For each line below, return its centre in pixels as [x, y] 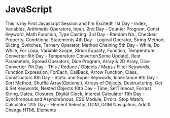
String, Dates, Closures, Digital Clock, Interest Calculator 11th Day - [75, 94]
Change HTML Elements [31, 110]
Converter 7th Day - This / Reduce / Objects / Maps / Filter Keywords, [78, 67]
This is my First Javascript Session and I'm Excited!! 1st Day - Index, [76, 23]
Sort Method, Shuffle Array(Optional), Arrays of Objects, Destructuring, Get [84, 83]
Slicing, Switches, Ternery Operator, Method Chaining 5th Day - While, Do [82, 45]
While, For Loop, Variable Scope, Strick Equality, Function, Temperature [80, 50]
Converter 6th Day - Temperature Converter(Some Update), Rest [73, 56]
